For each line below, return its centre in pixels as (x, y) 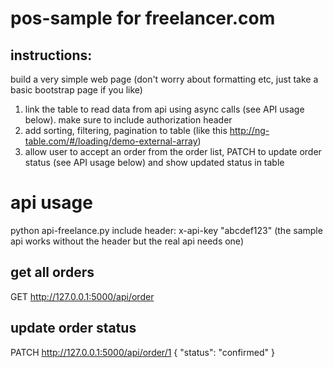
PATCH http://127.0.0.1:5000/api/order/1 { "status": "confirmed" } (142, 352)
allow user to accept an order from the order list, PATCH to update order (173, 151)
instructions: (51, 55)
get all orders (52, 272)
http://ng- (249, 130)
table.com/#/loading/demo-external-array (111, 141)
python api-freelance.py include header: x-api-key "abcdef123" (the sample (166, 230)
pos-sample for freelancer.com (143, 18)
